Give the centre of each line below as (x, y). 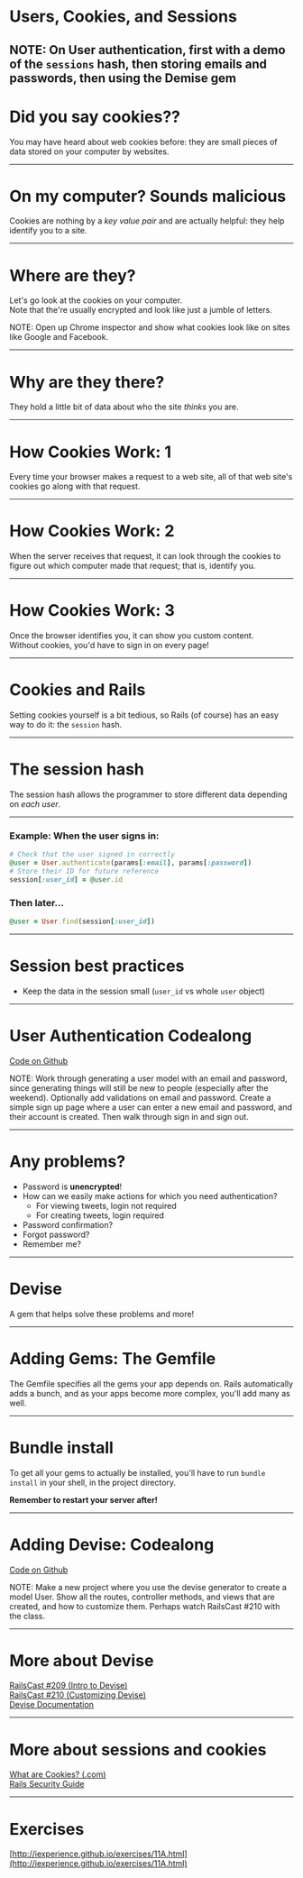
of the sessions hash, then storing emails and (138, 64)
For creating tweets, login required (100, 1215)
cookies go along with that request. (75, 486)
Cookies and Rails (78, 690)
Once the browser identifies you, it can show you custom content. (132, 636)
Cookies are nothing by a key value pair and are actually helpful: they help (147, 221)
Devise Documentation (52, 1705)
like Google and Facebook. (59, 337)
